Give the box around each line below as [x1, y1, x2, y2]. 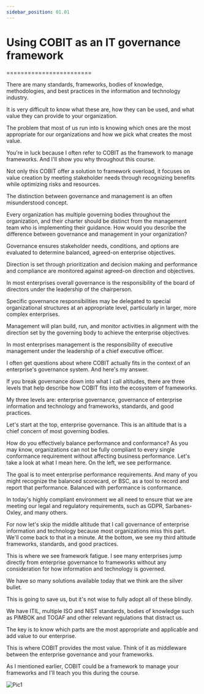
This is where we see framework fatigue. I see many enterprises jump [6, 552, 183, 559]
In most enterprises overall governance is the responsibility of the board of [6, 279, 195, 286]
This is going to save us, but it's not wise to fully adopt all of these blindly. [6, 595, 193, 603]
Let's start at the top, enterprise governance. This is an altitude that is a [6, 421, 187, 428]
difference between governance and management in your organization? [6, 230, 187, 237]
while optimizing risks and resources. [6, 180, 100, 188]
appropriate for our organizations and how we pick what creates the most [6, 130, 192, 138]
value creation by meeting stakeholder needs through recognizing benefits [6, 174, 195, 181]
